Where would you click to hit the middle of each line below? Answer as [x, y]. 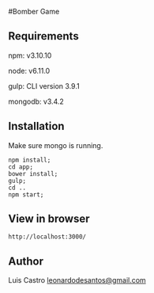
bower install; [33, 173]
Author [26, 261]
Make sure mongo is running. [56, 145]
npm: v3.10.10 [30, 55]
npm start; [26, 194]
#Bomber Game [34, 11]
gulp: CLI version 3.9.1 [44, 86]
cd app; [21, 167]
